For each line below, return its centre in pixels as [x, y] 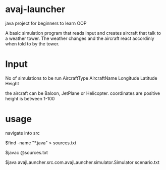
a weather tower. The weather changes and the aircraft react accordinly [80, 38]
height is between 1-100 [30, 98]
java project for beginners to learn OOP [46, 23]
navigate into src [23, 133]
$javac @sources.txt [26, 152]
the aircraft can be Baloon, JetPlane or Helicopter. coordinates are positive [83, 93]
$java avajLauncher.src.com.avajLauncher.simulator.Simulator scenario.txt [82, 162]
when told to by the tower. [32, 43]
